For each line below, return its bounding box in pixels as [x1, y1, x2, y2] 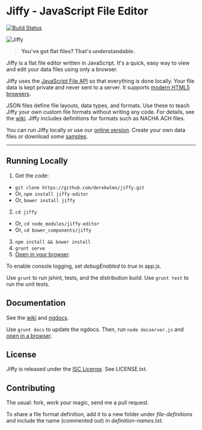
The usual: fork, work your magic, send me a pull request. [6, 399, 149, 406]
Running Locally [6, 156, 68, 166]
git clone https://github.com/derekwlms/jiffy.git [14, 185, 145, 191]
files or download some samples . [6, 133, 88, 140]
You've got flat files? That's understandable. [20, 47, 135, 55]
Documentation [6, 298, 66, 308]
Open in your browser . [14, 250, 70, 258]
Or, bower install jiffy [14, 196, 75, 203]
